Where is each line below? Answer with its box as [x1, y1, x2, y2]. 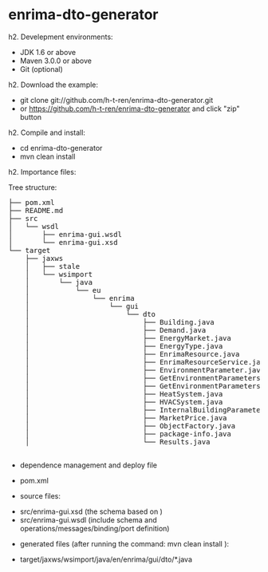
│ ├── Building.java [25, 318, 215, 326]
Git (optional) [19, 64, 64, 73]
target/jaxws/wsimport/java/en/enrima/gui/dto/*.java [19, 554, 193, 564]
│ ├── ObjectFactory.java [25, 421, 236, 430]
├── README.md [8, 206, 64, 215]
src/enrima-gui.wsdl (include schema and [19, 515, 157, 524]
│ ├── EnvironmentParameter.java [25, 365, 266, 374]
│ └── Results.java [25, 437, 211, 446]
